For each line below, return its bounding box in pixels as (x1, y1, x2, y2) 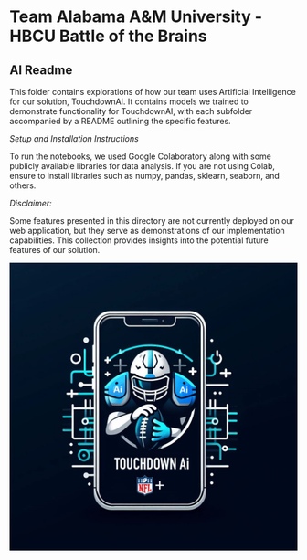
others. (9, 180, 37, 191)
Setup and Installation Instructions (9, 133, 139, 143)
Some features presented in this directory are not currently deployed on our (9, 216, 295, 226)
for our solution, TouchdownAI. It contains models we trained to (9, 96, 249, 107)
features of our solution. (9, 245, 101, 255)
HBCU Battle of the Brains (9, 26, 207, 47)
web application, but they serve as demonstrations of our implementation (9, 226, 285, 236)
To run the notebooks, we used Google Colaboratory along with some (9, 151, 272, 162)
